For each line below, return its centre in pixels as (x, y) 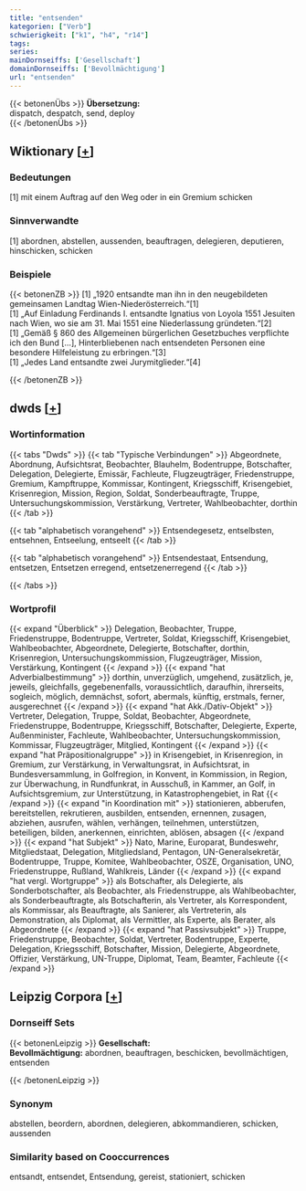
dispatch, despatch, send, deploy (72, 113)
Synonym (31, 1103)
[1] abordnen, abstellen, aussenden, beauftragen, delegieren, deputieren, (147, 241)
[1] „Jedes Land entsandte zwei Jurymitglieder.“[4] (105, 363)
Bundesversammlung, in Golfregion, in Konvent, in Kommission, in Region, (148, 775)
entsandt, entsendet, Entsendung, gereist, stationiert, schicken (127, 1177)
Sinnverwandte (44, 221)
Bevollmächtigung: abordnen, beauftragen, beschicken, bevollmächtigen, (149, 1052)
